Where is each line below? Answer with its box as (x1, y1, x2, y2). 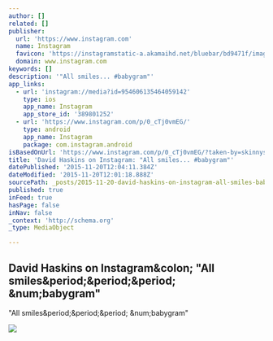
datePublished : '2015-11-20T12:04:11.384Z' (8, 164, 158, 172)
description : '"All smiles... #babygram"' (8, 72, 154, 81)
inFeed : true (8, 193, 53, 202)
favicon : (15, 50, 45, 58)
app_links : (8, 80, 45, 88)
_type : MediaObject (8, 224, 75, 232)
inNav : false (8, 208, 53, 216)
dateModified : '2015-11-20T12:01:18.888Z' (8, 171, 154, 179)
